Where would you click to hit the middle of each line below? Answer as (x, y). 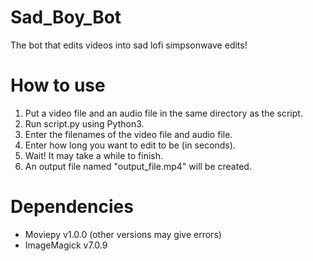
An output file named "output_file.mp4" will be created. (138, 166)
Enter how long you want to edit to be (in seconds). (130, 145)
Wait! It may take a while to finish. (93, 155)
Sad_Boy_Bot (66, 17)
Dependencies (72, 207)
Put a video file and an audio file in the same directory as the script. (163, 113)
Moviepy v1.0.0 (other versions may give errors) (123, 234)
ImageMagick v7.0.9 (66, 245)
